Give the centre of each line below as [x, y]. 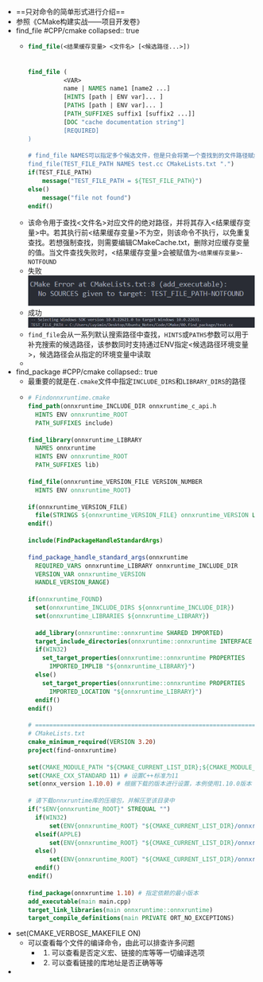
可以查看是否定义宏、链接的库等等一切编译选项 [128, 953]
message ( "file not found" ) [87, 197]
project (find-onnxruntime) [72, 750]
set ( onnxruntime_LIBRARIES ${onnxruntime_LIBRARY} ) [122, 616]
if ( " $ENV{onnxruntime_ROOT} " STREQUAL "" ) [99, 809]
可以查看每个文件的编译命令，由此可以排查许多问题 [111, 943]
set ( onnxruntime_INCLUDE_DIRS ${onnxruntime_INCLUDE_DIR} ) [134, 608]
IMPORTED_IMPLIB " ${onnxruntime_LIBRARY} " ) [122, 667]
